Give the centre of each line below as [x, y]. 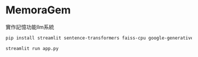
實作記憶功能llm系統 [30, 27]
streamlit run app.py [32, 48]
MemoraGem [38, 10]
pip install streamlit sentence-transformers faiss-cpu [76, 38]
